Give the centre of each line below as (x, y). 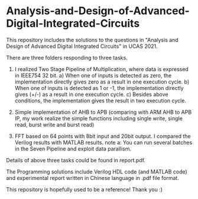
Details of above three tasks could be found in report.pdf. (76, 160)
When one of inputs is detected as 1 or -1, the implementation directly (99, 88)
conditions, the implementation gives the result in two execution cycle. (100, 100)
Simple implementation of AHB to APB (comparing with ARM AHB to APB (103, 112)
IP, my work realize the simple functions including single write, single (99, 118)
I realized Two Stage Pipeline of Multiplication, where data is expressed (102, 69)
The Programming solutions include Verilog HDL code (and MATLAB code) (97, 171)
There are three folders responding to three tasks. (67, 57)
